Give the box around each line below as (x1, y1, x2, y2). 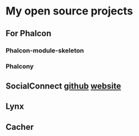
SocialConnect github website (5, 81, 122, 91)
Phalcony (5, 62, 34, 70)
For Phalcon (5, 28, 52, 39)
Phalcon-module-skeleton (5, 46, 84, 55)
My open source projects (5, 4, 134, 18)
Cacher (5, 122, 34, 132)
